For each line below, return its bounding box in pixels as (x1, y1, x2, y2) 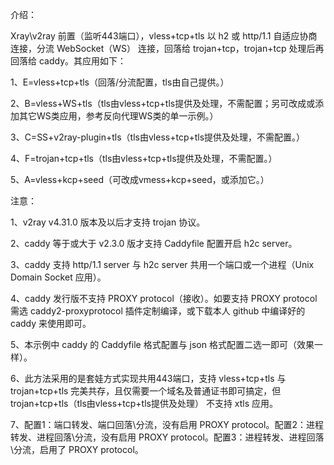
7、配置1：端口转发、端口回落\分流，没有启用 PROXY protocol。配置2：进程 (10, 419, 324, 430)
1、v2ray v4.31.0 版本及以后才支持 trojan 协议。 (10, 216, 206, 228)
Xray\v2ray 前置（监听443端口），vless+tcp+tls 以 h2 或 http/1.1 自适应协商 (10, 30, 318, 42)
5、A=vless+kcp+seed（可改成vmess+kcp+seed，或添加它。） (10, 174, 270, 185)
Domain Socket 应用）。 (10, 271, 107, 283)
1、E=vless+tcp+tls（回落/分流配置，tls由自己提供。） (10, 76, 230, 88)
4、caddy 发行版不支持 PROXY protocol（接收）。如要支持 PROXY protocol (10, 293, 318, 304)
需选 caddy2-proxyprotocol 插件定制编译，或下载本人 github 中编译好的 (10, 305, 306, 317)
